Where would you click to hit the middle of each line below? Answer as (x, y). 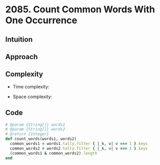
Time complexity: (31, 86)
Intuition (19, 39)
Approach (22, 57)
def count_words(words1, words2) (41, 139)
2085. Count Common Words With (80, 10)
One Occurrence (41, 20)
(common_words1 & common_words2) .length (54, 153)
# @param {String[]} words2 (35, 130)
